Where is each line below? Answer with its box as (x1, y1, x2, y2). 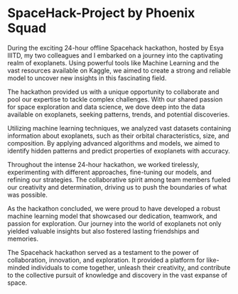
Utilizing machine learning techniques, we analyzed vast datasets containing (7, 124, 232, 132)
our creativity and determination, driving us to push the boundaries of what (7, 183, 227, 191)
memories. (7, 234, 39, 243)
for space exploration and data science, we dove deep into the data (7, 102, 205, 111)
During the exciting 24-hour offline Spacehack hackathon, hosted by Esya (7, 43, 224, 52)
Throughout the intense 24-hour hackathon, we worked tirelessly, (7, 160, 200, 168)
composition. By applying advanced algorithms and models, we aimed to (7, 138, 220, 147)
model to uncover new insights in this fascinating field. (7, 73, 167, 82)
